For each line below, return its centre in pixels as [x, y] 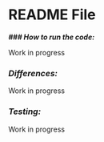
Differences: [33, 73]
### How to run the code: [52, 37]
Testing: [25, 112]
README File [52, 15]
